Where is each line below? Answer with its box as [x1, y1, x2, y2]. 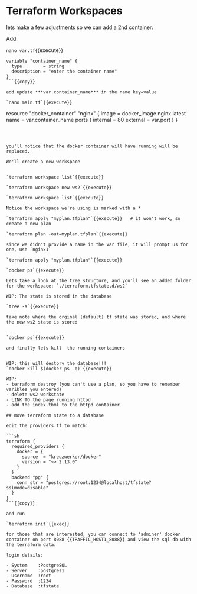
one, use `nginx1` [6, 247, 51, 253]
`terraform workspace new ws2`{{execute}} [6, 185, 112, 191]
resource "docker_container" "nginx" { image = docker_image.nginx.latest [6, 109, 186, 117]
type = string [11, 63, 65, 69]
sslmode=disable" [6, 485, 49, 490]
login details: [6, 552, 44, 558]
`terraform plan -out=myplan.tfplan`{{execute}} [6, 231, 128, 237]
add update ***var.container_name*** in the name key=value [6, 89, 157, 95]
